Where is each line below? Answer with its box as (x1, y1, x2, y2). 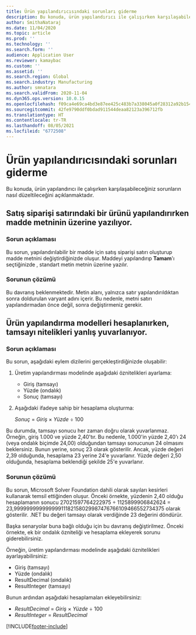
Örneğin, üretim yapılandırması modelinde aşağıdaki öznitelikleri (6, 546, 160, 553)
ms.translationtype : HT (6, 112, 64, 118)
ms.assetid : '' (6, 68, 43, 74)
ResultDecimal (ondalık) (14, 576, 72, 583)
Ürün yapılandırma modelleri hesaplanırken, (6, 318, 169, 328)
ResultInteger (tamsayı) (14, 582, 71, 589)
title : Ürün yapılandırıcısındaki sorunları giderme (6, 8, 137, 15)
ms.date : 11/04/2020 (6, 25, 57, 31)
